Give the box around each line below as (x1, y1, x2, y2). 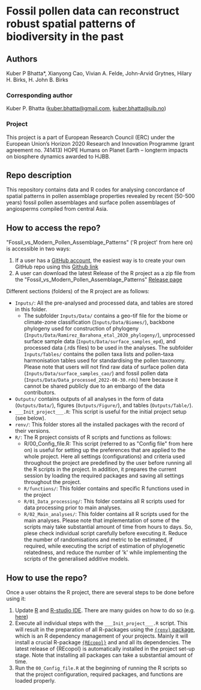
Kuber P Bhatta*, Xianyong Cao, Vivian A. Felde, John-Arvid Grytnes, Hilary (6, 70, 192, 76)
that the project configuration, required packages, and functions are (14, 671, 183, 678)
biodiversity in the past (6, 30, 124, 43)
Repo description (6, 170, 72, 180)
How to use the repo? (6, 573, 88, 583)
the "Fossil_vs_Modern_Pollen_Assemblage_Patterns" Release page (14, 276, 182, 284)
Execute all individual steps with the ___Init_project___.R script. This (14, 620, 188, 627)
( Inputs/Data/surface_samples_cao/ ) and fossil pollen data (23, 370, 169, 377)
